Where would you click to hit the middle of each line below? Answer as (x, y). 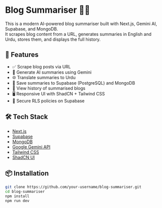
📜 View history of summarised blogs (49, 88)
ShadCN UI (24, 157)
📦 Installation (27, 173)
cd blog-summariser (25, 192)
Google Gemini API (31, 147)
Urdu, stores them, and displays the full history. (53, 39)
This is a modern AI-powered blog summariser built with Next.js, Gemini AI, (81, 24)
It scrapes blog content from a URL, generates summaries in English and (78, 34)
